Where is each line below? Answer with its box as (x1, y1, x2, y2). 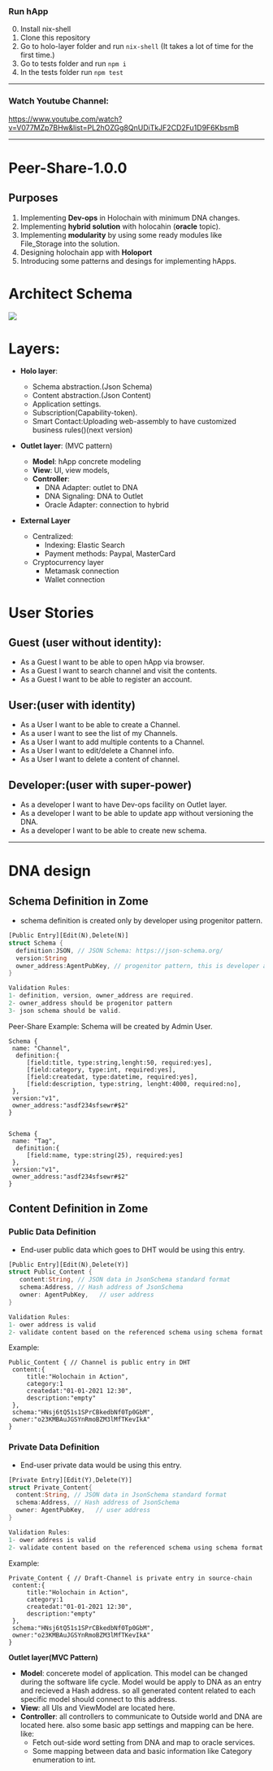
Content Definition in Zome (8, 1202, 149, 1216)
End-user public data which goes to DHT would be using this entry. (19, 1244, 245, 1255)
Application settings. (32, 399, 102, 409)
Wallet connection (44, 575, 106, 585)
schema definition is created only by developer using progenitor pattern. (19, 916, 263, 926)
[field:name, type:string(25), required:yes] (26, 1151, 184, 1159)
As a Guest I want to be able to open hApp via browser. (19, 657, 205, 667)
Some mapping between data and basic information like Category (32, 1746, 253, 1756)
